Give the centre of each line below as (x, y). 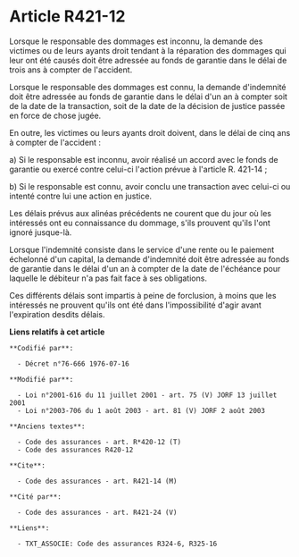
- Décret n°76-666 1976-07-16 (73, 364)
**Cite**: (28, 465)
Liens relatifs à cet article (57, 332)
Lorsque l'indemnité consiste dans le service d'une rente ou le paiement (142, 249)
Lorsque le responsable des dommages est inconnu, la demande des (136, 41)
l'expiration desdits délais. (57, 314)
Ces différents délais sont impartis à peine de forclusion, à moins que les (143, 295)
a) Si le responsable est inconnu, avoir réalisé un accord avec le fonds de (144, 159)
